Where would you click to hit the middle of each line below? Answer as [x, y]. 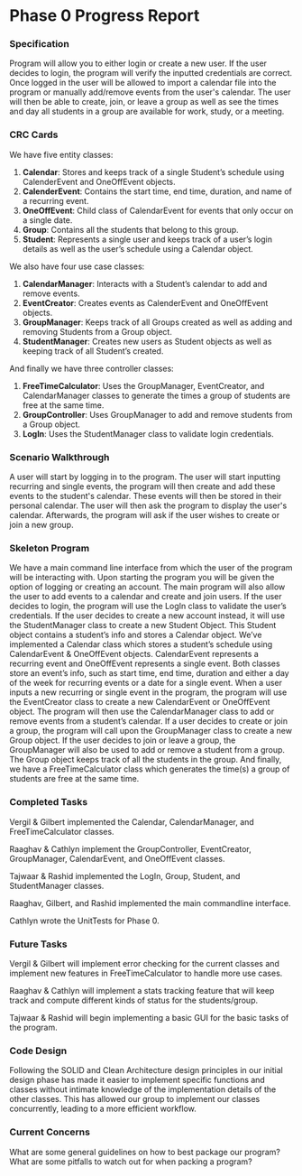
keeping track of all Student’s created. [93, 351]
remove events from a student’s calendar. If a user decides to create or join [149, 721]
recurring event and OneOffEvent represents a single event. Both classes [145, 663]
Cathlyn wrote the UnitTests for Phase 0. [84, 921]
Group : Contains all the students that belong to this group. [130, 229]
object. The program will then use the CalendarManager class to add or [142, 712]
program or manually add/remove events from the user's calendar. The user [150, 92]
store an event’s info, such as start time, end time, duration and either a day [150, 673]
